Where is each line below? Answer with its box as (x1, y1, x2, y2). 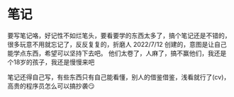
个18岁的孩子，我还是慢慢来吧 (7, 57, 95, 66)
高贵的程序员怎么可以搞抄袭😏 (7, 81, 95, 90)
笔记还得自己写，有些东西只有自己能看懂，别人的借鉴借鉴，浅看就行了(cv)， (7, 72, 230, 81)
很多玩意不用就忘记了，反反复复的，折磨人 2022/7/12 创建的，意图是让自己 (7, 40, 227, 48)
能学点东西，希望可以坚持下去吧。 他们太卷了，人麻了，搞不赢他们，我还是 (7, 49, 227, 57)
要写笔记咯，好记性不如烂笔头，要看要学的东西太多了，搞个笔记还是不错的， (7, 31, 231, 40)
